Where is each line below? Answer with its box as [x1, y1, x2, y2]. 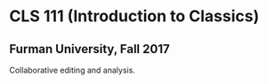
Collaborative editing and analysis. [9, 65, 136, 75]
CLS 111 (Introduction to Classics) [9, 6, 260, 27]
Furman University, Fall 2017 [9, 42, 171, 57]
